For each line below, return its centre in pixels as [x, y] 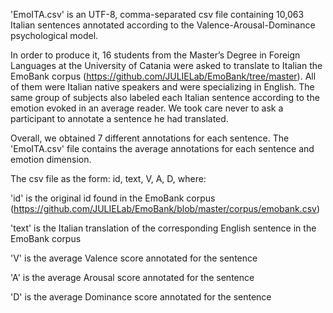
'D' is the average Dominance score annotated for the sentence [141, 297]
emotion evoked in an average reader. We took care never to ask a [147, 108]
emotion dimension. [51, 159]
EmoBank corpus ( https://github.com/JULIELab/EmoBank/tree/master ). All [163, 76]
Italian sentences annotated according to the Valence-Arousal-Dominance [163, 25]
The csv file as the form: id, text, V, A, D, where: [108, 178]
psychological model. [54, 35]
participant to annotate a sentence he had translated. [119, 118]
